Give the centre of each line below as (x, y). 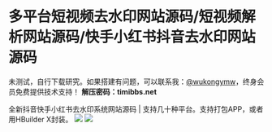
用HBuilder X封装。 (41, 119)
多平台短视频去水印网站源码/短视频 (125, 17)
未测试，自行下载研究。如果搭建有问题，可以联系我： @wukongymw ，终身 (133, 81)
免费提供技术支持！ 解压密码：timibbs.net (86, 91)
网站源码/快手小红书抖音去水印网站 (139, 37)
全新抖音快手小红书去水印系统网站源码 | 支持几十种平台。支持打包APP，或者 (136, 109)
